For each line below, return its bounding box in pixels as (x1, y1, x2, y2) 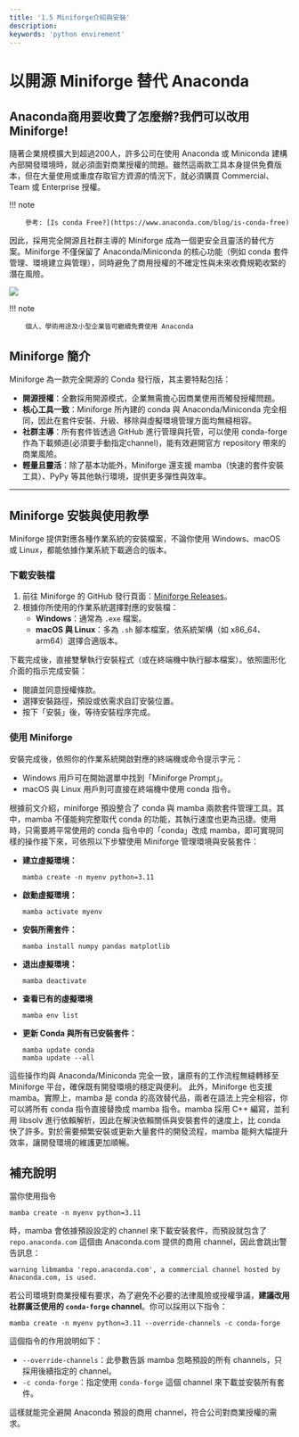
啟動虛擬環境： (21, 889, 77, 900)
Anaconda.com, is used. (9, 1273, 98, 1283)
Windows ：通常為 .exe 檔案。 (35, 613, 147, 624)
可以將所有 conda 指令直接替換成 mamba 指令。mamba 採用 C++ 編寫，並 (9, 1103, 282, 1114)
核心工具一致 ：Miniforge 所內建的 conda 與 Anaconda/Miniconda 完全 (21, 404, 279, 415)
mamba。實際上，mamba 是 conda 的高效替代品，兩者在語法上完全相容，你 (9, 1092, 288, 1103)
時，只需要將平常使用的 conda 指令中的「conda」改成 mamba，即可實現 (9, 824, 276, 835)
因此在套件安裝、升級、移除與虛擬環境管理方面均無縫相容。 (37, 416, 256, 426)
